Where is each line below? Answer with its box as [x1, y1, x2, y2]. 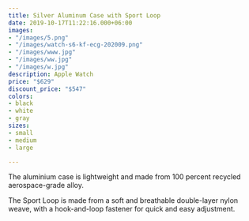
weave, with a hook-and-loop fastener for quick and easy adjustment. [8, 204, 236, 214]
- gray [8, 114, 30, 122]
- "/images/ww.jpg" [8, 56, 73, 64]
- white [8, 107, 34, 115]
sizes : [8, 122, 30, 129]
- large [8, 144, 34, 152]
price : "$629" [8, 77, 55, 85]
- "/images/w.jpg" [8, 63, 69, 71]
